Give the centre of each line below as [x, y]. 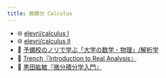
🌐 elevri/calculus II [44, 41]
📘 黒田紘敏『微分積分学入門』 [59, 67]
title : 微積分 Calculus [40, 13]
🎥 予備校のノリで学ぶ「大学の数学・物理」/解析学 [88, 50]
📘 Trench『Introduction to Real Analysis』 [77, 58]
